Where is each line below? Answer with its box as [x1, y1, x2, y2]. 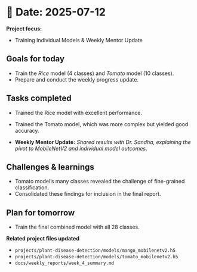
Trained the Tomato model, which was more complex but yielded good [14, 120, 189, 127]
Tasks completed [6, 93, 72, 104]
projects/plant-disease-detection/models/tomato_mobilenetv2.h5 [14, 254, 178, 260]
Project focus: [6, 25, 42, 32]
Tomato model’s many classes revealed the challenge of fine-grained [14, 178, 185, 185]
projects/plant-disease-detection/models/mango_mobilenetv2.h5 [14, 248, 176, 254]
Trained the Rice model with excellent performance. [14, 109, 142, 116]
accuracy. [14, 127, 40, 134]
